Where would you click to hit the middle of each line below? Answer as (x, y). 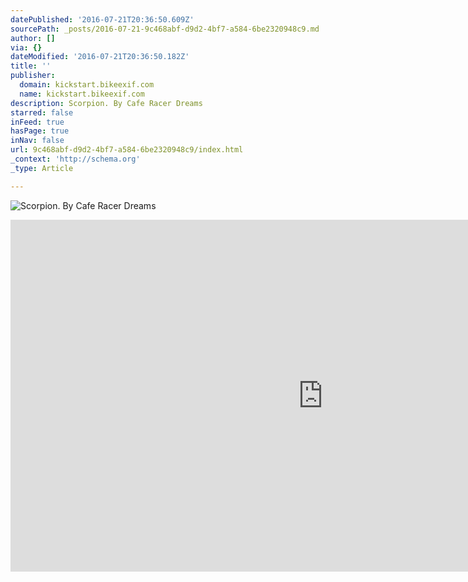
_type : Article (42, 168)
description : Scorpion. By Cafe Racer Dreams (106, 103)
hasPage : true (40, 131)
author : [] (33, 38)
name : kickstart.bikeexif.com (82, 94)
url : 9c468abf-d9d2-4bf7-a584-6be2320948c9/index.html (127, 150)
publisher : (33, 76)
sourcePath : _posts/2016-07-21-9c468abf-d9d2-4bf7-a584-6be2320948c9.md (165, 29)
